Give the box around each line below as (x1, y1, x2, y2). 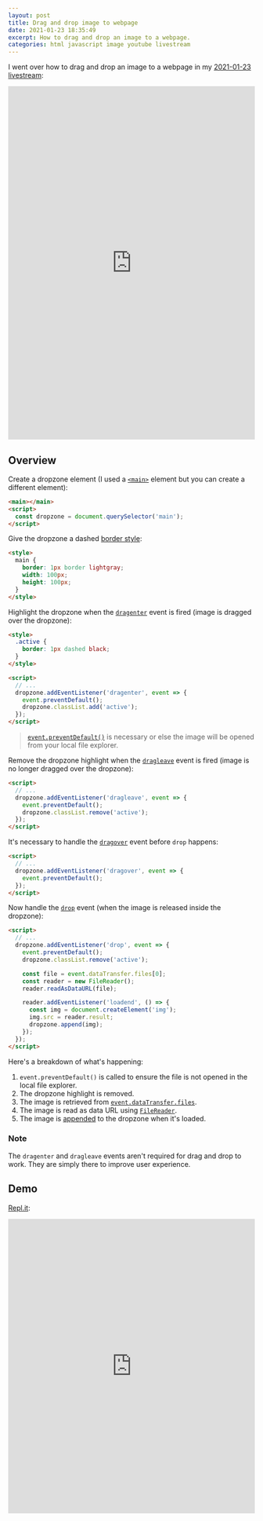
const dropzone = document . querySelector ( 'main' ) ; (15, 512, 184, 521)
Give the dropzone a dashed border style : (8, 534, 142, 543)
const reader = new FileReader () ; (22, 977, 135, 985)
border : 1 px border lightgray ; (22, 564, 124, 572)
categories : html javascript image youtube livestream (8, 41, 191, 49)
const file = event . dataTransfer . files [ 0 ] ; (22, 970, 167, 978)
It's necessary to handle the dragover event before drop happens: (8, 837, 219, 846)
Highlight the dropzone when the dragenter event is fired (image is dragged (8, 607, 252, 616)
